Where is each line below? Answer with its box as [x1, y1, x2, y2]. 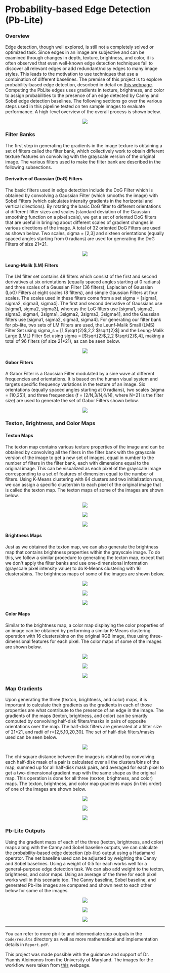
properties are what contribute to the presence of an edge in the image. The [5, 707, 164, 713]
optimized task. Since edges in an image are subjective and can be [5, 49, 145, 55]
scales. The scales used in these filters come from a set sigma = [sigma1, [5, 295, 158, 301]
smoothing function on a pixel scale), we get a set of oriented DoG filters [5, 214, 157, 220]
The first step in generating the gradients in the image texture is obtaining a [5, 142, 163, 148]
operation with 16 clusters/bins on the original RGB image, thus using [5, 633, 149, 639]
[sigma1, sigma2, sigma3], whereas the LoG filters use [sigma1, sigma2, [5, 306, 154, 312]
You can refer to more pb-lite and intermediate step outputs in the [5, 930, 143, 936]
